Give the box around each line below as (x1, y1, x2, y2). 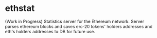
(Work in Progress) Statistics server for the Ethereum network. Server (5, 19, 144, 24)
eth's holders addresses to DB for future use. (5, 28, 96, 34)
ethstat (5, 3, 35, 14)
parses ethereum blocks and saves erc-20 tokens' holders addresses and (5, 23, 153, 29)
